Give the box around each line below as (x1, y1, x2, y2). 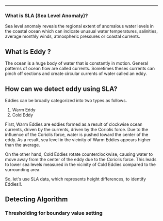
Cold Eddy (12, 112, 33, 118)
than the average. (5, 142, 40, 147)
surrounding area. (5, 166, 41, 172)
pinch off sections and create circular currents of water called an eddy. (5, 71, 147, 76)
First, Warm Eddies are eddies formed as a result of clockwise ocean (5, 121, 143, 127)
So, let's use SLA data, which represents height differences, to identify (5, 176, 147, 182)
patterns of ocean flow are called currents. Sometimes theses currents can (5, 66, 155, 72)
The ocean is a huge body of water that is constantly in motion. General (5, 60, 148, 66)
